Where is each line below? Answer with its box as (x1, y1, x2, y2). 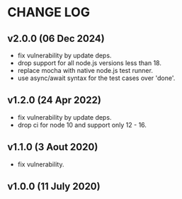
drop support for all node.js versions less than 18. (17, 59, 161, 67)
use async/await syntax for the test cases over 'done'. (17, 74, 176, 82)
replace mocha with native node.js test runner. (17, 67, 154, 74)
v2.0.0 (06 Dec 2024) (7, 33, 105, 45)
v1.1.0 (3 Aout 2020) (7, 141, 98, 153)
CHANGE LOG (7, 4, 91, 21)
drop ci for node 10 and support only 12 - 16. (17, 120, 147, 129)
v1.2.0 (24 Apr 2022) (7, 94, 101, 106)
